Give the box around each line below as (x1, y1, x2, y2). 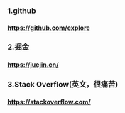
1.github (7, 6, 36, 16)
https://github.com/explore (7, 23, 90, 32)
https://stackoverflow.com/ (7, 97, 91, 106)
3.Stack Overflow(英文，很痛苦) (7, 79, 119, 89)
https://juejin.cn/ (7, 60, 59, 69)
